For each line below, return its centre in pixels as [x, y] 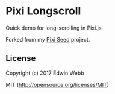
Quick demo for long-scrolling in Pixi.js [54, 28]
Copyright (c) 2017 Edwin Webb [45, 73]
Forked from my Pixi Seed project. [48, 39]
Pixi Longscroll [43, 11]
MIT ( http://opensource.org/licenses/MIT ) [57, 84]
